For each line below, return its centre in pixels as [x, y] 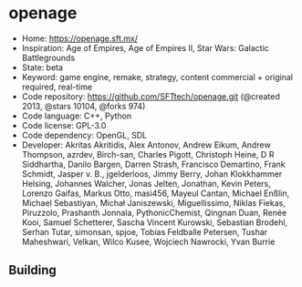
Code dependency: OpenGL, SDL [84, 135]
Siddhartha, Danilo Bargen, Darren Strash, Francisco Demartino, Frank [154, 164]
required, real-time [57, 87]
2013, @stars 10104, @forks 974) [83, 106]
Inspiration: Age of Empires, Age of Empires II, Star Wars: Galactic [146, 47]
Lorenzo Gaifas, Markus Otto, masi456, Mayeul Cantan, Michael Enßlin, [155, 193]
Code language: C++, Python [77, 116]
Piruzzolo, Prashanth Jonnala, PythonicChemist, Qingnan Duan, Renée [154, 212]
